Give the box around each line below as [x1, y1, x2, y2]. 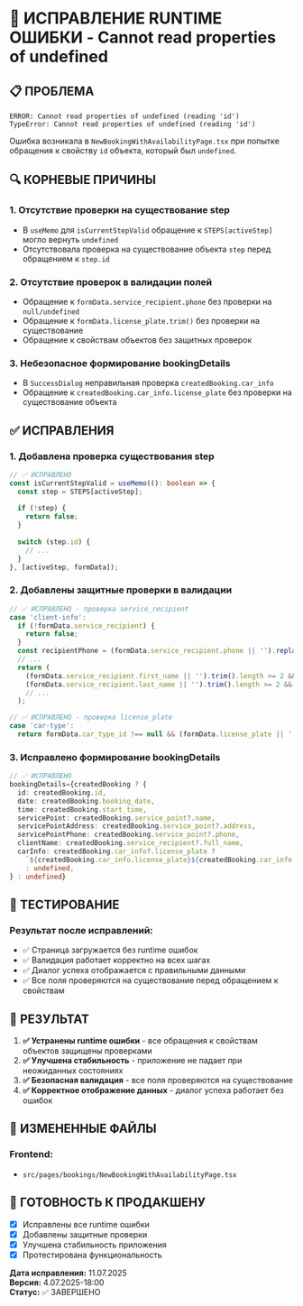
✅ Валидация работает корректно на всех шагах [22, 955, 211, 966]
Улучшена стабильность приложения [22, 1239, 167, 1250]
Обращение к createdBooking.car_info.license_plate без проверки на [22, 387, 293, 398]
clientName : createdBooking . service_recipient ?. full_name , [17, 839, 244, 848]
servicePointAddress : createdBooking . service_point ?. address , [17, 822, 256, 831]
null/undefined [22, 307, 80, 317]
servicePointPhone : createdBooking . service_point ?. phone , [17, 830, 241, 840]
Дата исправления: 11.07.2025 [9, 1267, 128, 1278]
